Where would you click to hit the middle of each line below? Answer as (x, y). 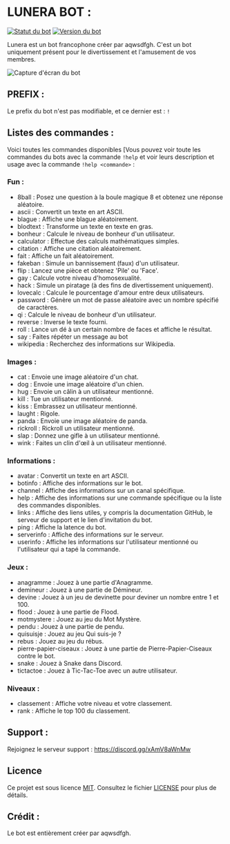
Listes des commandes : (60, 133)
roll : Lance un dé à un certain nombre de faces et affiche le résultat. (115, 329)
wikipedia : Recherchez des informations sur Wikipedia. (96, 344)
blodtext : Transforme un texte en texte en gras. (85, 226)
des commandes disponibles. (59, 505)
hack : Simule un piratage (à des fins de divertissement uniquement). (115, 285)
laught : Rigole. (38, 414)
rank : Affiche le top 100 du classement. (74, 711)
